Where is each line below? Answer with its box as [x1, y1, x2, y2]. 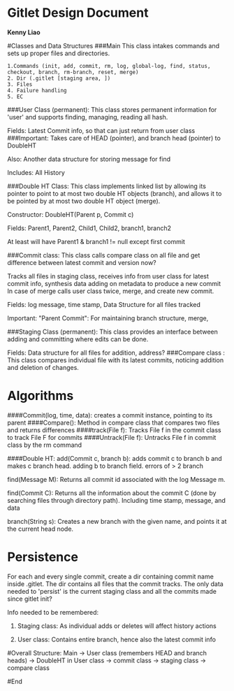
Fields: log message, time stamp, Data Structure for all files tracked [7, 300, 201, 308]
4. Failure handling [7, 87, 68, 94]
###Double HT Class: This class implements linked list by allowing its [7, 182, 206, 190]
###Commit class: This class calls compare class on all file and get [7, 250, 200, 259]
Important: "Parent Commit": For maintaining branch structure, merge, [7, 313, 209, 322]
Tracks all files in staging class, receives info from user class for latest [7, 271, 210, 280]
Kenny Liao [7, 28, 41, 36]
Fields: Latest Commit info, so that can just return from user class [7, 126, 196, 134]
